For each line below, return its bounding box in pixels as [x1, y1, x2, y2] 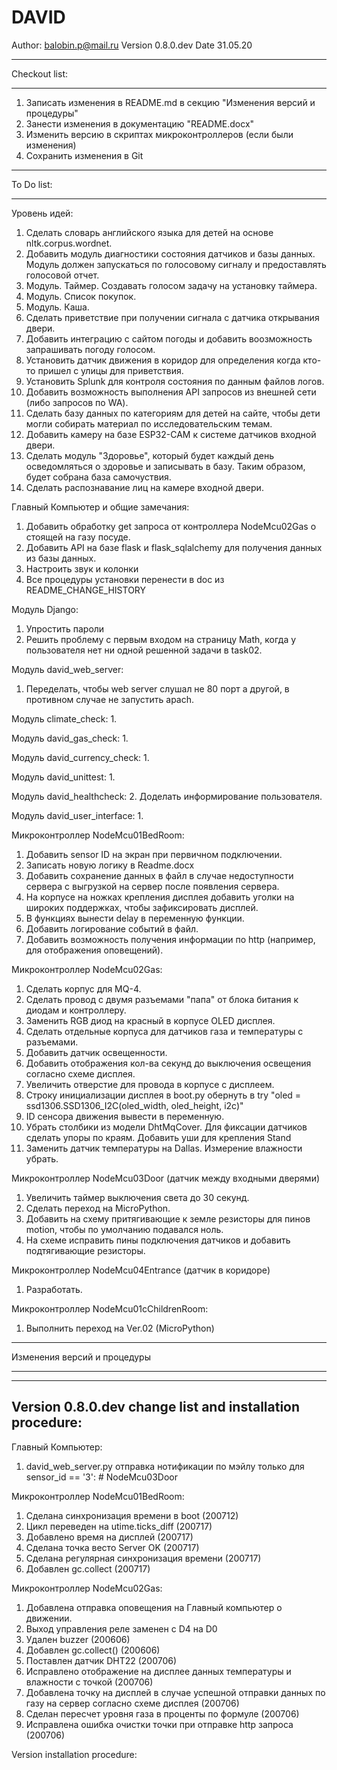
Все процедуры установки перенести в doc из [25, 573, 225, 585]
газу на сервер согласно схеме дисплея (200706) [25, 1697, 240, 1709]
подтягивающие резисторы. [25, 1244, 146, 1256]
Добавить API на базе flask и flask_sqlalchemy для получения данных [25, 541, 323, 553]
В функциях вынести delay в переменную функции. [25, 912, 245, 924]
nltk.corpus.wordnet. [25, 237, 113, 249]
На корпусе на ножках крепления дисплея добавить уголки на [25, 891, 295, 903]
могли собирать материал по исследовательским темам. [25, 417, 273, 430]
